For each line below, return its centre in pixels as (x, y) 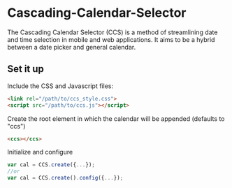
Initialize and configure (40, 152)
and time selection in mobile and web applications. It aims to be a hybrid (111, 39)
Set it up (26, 69)
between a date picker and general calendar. (72, 47)
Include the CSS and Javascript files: (60, 86)
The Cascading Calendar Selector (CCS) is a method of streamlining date (113, 32)
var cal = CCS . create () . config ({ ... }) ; (65, 178)
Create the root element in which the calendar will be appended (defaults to (116, 118)
